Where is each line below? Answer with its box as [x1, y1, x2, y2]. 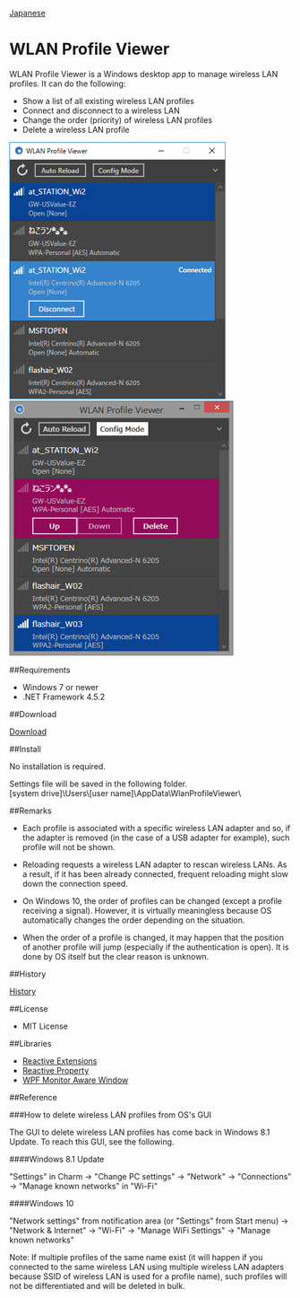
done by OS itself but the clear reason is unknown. [21, 951, 210, 961]
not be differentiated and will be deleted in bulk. [9, 1280, 185, 1291]
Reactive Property [21, 1065, 90, 1075]
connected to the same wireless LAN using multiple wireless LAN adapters [9, 1261, 285, 1272]
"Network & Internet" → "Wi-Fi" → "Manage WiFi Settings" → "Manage [9, 1224, 271, 1235]
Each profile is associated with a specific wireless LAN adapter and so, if [21, 822, 291, 833]
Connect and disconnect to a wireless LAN [21, 105, 181, 116]
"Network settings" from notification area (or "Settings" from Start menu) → [9, 1215, 289, 1226]
